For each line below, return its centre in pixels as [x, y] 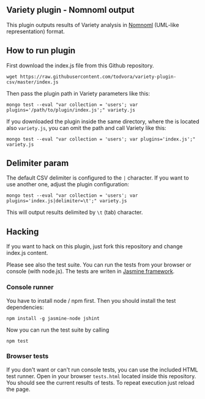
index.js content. [27, 253]
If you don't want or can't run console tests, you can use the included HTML [102, 370]
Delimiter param [38, 163]
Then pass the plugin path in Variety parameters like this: [78, 93]
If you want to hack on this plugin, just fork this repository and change [95, 246]
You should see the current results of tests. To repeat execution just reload [100, 382]
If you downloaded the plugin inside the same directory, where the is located [103, 121]
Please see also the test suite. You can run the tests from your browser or [99, 265]
